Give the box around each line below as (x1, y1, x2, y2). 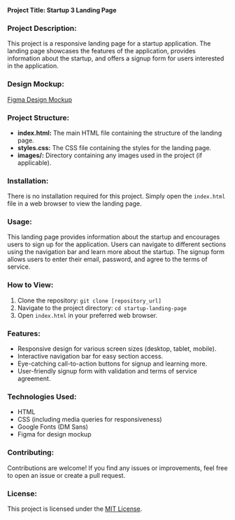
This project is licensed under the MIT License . (7, 505, 143, 513)
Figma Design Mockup (7, 95, 72, 104)
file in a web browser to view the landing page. (7, 199, 142, 208)
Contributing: (7, 448, 55, 458)
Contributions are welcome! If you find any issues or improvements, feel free (7, 463, 228, 472)
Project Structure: (7, 112, 70, 122)
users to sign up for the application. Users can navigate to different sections (7, 240, 227, 248)
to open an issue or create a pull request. (7, 471, 126, 479)
